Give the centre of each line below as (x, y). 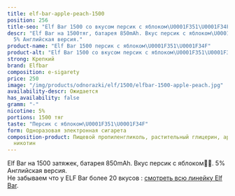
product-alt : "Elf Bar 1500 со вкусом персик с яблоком (90, 53)
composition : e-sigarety (43, 72)
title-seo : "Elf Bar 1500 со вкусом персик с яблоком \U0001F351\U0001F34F (119, 27)
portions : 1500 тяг (36, 117)
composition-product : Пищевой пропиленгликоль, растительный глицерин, (114, 137)
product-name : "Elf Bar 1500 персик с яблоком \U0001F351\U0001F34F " (109, 46)
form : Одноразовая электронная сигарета (67, 130)
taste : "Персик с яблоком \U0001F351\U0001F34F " (78, 124)
